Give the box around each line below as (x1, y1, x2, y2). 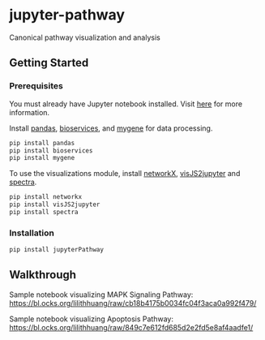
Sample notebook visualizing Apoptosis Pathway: (9, 314, 173, 324)
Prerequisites (9, 80, 63, 92)
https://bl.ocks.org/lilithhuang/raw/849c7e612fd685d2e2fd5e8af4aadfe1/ (9, 322, 254, 332)
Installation (9, 227, 55, 239)
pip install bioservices (9, 146, 93, 155)
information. (9, 107, 50, 117)
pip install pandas (9, 139, 75, 147)
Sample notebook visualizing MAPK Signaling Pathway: (9, 290, 194, 299)
